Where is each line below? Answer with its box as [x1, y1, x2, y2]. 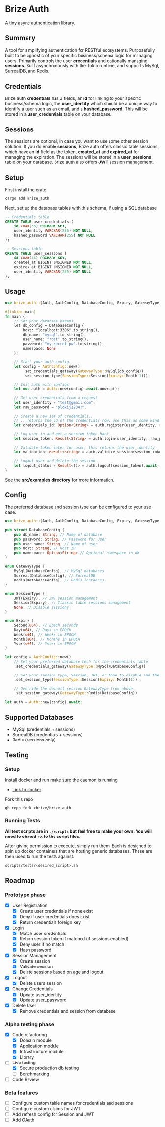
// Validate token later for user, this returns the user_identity [14, 445, 155, 450]
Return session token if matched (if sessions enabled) [19, 935, 129, 941]
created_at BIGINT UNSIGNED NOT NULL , [14, 260, 93, 265]
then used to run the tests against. [5, 853, 75, 859]
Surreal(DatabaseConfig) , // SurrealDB [14, 573, 96, 578]
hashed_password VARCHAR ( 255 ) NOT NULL [14, 233, 96, 238]
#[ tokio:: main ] [5, 309, 36, 315]
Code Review [12, 1076, 39, 1082]
